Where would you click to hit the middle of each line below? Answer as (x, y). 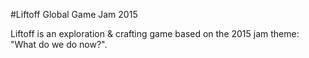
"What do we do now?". (59, 44)
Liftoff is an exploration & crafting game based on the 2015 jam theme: (155, 33)
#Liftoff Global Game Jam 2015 (74, 14)
